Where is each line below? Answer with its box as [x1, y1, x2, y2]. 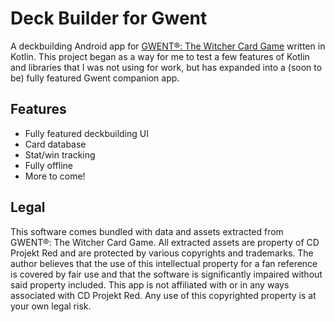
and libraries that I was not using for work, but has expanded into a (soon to [10, 61, 323, 73]
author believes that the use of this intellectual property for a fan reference [10, 257, 318, 269]
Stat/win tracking [24, 148, 96, 161]
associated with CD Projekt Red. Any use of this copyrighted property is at [10, 289, 317, 301]
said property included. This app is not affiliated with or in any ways [10, 278, 290, 291]
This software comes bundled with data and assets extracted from [10, 225, 284, 237]
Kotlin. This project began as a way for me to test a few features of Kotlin [10, 50, 310, 62]
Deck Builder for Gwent [10, 7, 208, 30]
